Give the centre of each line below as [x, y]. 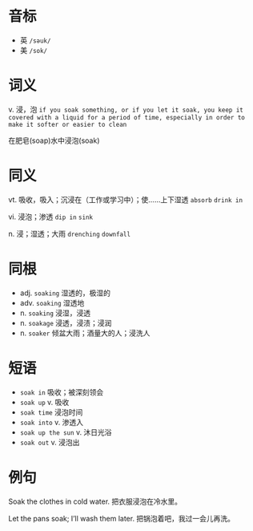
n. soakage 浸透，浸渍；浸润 [66, 322]
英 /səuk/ [35, 40]
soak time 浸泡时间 [51, 412]
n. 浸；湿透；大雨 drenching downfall [69, 233]
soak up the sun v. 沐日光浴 [66, 432]
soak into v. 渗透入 [52, 422]
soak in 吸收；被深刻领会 [62, 392]
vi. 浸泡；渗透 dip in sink [51, 217]
